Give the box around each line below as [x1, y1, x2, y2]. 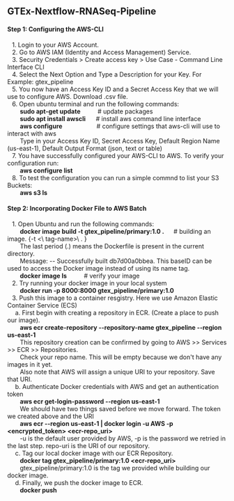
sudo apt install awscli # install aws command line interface [19, 114, 201, 122]
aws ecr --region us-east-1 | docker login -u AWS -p [19, 419, 173, 427]
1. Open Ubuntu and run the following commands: [11, 219, 155, 228]
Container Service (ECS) [7, 301, 78, 309]
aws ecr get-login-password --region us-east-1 [19, 397, 160, 406]
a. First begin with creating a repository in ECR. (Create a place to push [15, 308, 219, 317]
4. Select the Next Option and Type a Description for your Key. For [11, 70, 202, 79]
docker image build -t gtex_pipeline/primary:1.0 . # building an [19, 227, 211, 235]
